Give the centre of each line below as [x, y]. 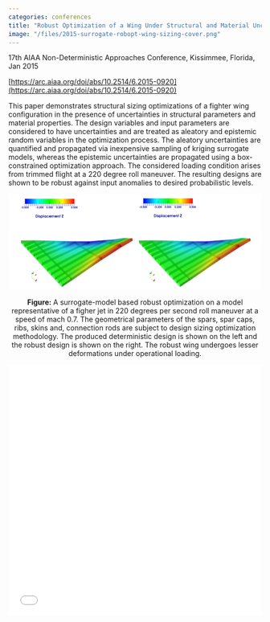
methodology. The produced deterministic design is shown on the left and [135, 337]
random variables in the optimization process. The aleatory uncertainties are [135, 140]
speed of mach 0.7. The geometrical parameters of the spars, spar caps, [135, 319]
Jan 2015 [23, 66]
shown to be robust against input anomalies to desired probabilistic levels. [131, 183]
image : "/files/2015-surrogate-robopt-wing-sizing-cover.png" [115, 34]
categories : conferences [50, 17]
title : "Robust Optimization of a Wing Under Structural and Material [129, 25]
